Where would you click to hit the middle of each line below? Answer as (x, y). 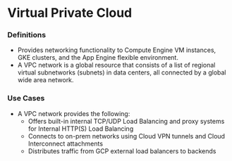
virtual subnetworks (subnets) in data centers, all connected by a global (122, 72)
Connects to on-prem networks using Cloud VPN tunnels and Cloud (127, 136)
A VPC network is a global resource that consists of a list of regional (116, 65)
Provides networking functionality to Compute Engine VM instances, (117, 50)
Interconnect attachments (66, 143)
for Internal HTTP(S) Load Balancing (81, 129)
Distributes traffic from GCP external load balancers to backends (122, 151)
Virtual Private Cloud (70, 13)
